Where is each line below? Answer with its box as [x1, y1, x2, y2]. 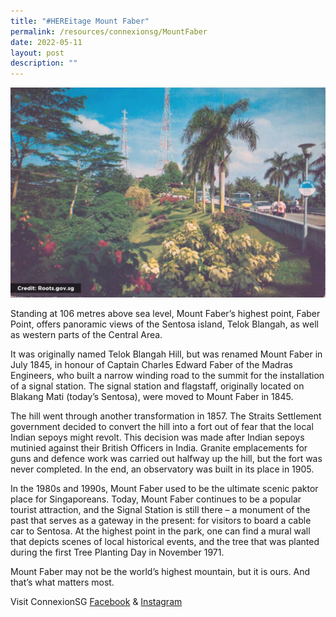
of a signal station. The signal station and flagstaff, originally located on [10, 380, 305, 392]
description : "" [10, 58, 78, 69]
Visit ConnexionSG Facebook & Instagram [10, 596, 183, 608]
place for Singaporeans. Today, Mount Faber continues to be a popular [10, 493, 302, 505]
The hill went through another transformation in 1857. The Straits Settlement [10, 410, 322, 422]
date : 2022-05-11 [10, 37, 83, 47]
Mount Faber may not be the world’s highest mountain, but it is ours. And [10, 566, 311, 578]
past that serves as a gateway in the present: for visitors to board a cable [10, 515, 312, 527]
